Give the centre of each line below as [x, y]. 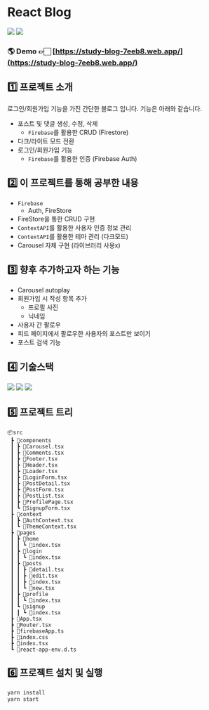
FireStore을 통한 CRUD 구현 [56, 219]
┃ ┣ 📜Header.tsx [34, 465]
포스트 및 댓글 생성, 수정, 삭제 [58, 123]
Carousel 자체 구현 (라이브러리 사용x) [69, 245]
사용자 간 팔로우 [39, 325]
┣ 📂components [31, 440]
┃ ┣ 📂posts [26, 563]
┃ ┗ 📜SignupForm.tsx [40, 508]
